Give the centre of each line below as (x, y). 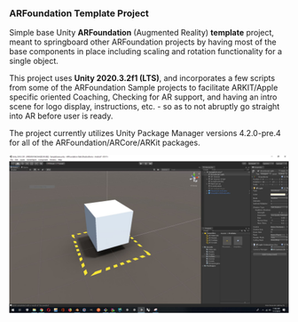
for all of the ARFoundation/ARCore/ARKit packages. (105, 143)
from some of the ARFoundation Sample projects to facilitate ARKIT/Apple (144, 88)
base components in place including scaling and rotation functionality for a (145, 52)
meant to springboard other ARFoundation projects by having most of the (143, 42)
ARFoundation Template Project (79, 13)
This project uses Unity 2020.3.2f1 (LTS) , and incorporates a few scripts (142, 78)
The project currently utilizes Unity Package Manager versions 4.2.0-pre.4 (145, 133)
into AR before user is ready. (61, 116)
